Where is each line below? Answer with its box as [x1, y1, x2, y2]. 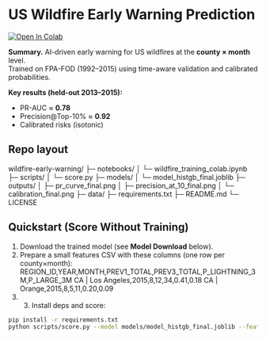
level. [8, 55, 26, 65]
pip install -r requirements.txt [8, 315, 119, 324]
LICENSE [8, 197, 38, 207]
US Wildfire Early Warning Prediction [8, 6, 256, 24]
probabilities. [8, 72, 51, 82]
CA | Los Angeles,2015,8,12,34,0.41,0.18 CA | [74, 275, 218, 284]
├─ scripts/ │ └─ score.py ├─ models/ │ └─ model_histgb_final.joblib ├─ [8, 172, 245, 181]
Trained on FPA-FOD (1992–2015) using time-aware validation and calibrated [8, 63, 258, 73]
